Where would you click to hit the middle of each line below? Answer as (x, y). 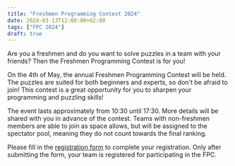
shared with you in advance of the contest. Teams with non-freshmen (109, 119)
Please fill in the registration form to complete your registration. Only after (114, 147)
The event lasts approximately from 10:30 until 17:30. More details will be (113, 111)
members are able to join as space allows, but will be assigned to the (107, 126)
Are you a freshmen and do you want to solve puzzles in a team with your (114, 54)
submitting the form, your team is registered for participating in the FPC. (112, 155)
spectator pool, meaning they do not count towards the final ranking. (107, 134)
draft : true (25, 34)
